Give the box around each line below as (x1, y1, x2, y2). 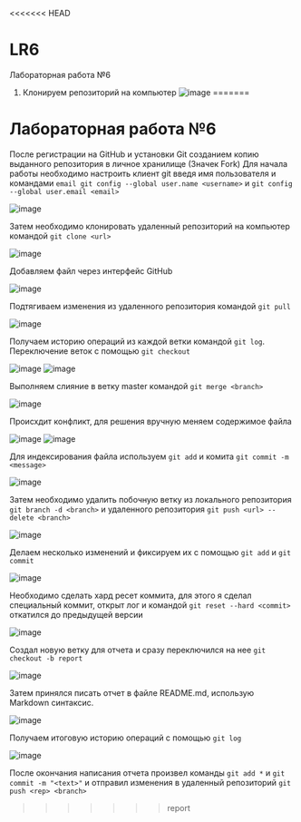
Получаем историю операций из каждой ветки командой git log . (9, 336, 266, 347)
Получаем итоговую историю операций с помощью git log (9, 732, 242, 743)
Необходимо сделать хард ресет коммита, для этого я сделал (9, 590, 252, 601)
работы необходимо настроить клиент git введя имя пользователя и (9, 168, 277, 179)
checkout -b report (9, 653, 83, 663)
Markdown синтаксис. (9, 697, 94, 708)
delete (9, 513, 34, 523)
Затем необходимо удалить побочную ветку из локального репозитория (9, 494, 292, 504)
